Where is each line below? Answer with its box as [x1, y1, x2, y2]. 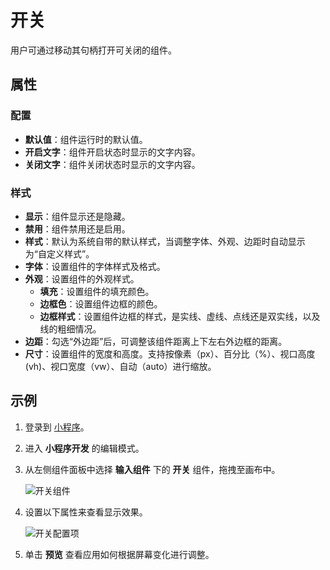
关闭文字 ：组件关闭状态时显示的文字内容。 [24, 158, 201, 170]
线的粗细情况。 [39, 322, 102, 335]
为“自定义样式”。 [24, 247, 95, 260]
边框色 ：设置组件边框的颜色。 [39, 297, 163, 310]
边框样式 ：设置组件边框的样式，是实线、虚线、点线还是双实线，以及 [39, 310, 321, 322]
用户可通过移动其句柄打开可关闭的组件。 [10, 44, 177, 56]
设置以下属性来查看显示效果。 [24, 506, 148, 518]
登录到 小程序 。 [24, 421, 90, 433]
